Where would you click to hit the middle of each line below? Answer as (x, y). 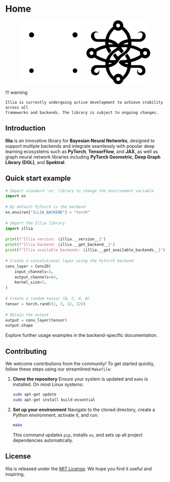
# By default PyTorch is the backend (45, 207)
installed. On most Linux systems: (48, 384)
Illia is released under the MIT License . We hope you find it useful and (79, 469)
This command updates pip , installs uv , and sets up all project (78, 434)
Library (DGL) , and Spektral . (35, 162)
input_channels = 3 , (34, 271)
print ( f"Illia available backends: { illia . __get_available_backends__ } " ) (86, 250)
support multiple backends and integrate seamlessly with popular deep (80, 146)
